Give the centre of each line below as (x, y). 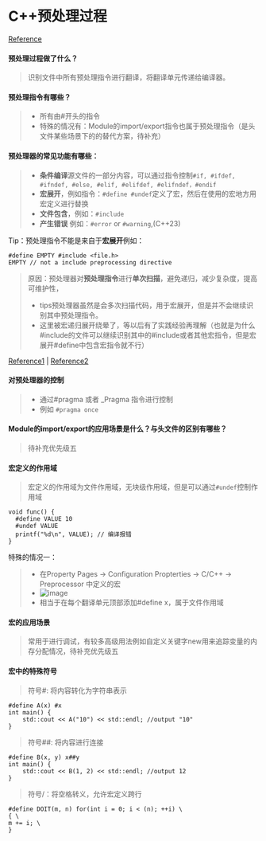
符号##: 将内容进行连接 (66, 742)
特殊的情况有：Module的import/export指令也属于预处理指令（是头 (147, 126)
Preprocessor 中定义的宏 (80, 584)
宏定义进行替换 (64, 203)
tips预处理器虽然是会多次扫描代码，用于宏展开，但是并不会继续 (143, 305)
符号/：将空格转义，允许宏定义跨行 (85, 794)
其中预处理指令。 (75, 315)
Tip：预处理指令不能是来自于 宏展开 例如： (76, 241)
